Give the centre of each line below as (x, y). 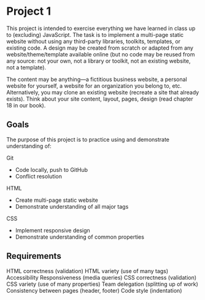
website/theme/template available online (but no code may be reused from (101, 54)
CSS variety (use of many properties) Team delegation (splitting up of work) (102, 284)
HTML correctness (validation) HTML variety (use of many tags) (87, 271)
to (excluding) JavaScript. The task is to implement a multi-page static (95, 34)
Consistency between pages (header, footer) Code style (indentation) (94, 290)
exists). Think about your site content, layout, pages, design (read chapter (100, 99)
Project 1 (29, 11)
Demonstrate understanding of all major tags (72, 206)
